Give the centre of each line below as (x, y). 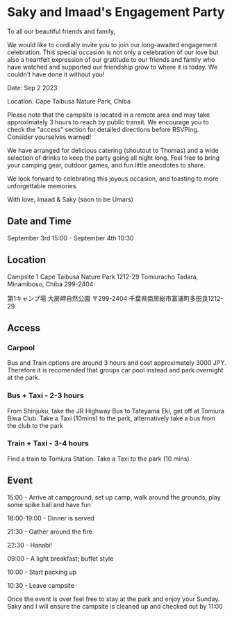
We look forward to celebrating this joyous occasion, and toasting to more (113, 179)
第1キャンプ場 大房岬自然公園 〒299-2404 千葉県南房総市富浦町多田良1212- (115, 298)
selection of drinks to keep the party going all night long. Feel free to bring (114, 158)
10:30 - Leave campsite (41, 585)
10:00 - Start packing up (42, 572)
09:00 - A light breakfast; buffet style (60, 558)
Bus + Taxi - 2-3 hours (46, 395)
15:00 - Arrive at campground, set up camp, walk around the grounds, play (114, 497)
